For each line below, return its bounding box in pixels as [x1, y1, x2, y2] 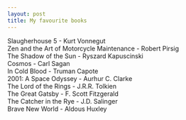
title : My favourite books [7, 17, 87, 24]
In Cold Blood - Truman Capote [7, 67, 99, 75]
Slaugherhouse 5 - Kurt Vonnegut [7, 36, 106, 45]
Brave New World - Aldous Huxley [7, 104, 107, 113]
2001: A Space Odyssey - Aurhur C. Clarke [7, 74, 133, 82]
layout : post [7, 10, 46, 18]
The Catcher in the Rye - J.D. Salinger [7, 97, 119, 105]
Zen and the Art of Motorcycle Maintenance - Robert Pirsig [7, 44, 180, 53]
